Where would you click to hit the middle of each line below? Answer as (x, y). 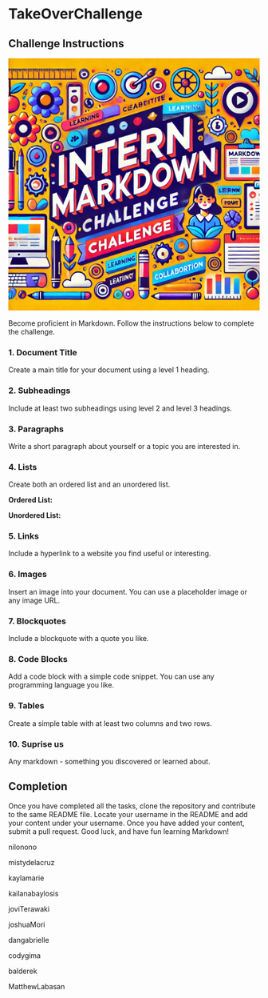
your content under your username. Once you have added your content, (126, 823)
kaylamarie (26, 878)
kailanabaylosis (33, 893)
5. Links (24, 536)
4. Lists (23, 467)
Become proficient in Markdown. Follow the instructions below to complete (131, 323)
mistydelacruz (32, 862)
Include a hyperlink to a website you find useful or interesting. (110, 554)
